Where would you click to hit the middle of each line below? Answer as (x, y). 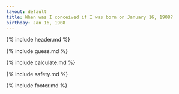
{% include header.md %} (38, 40)
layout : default (26, 12)
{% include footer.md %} (37, 86)
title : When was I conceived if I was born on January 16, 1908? (89, 17)
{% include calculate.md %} (41, 62)
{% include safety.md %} (37, 74)
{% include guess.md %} (37, 51)
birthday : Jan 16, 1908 (36, 23)
